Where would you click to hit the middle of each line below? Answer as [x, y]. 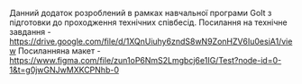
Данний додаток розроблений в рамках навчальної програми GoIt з [141, 13]
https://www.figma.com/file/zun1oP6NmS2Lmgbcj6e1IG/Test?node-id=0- [146, 60]
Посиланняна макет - [59, 51]
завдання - [30, 32]
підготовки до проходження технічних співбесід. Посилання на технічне [148, 22]
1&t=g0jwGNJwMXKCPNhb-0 [64, 70]
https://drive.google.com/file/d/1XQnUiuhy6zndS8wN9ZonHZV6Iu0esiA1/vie [151, 41]
